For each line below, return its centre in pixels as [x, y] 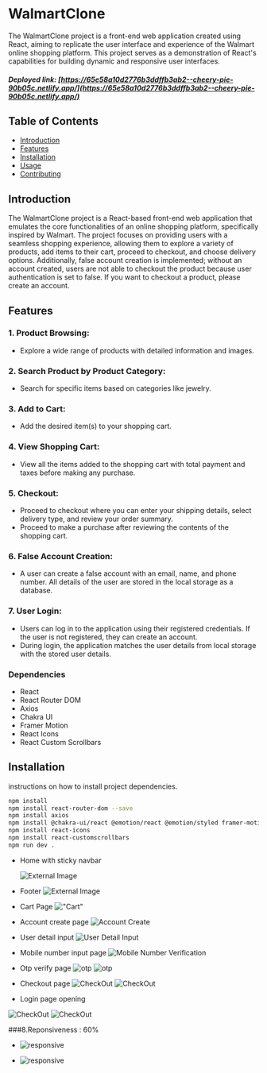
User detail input [47, 937]
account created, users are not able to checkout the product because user [130, 269]
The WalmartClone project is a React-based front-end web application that [130, 218]
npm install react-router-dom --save [71, 808]
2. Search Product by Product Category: [87, 371]
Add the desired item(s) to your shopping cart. [96, 426]
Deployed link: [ [35, 79]
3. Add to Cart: [37, 409]
